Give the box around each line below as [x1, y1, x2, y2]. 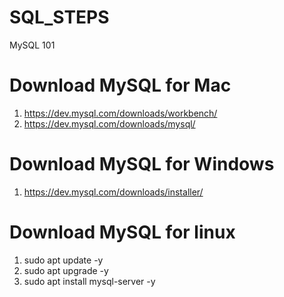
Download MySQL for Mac [9, 74, 232, 97]
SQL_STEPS [9, 6, 110, 29]
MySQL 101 [9, 39, 56, 51]
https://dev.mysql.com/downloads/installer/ [23, 186, 204, 198]
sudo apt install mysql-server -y [23, 275, 156, 287]
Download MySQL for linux [9, 221, 236, 243]
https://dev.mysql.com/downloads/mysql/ [23, 117, 196, 130]
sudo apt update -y [23, 254, 104, 266]
